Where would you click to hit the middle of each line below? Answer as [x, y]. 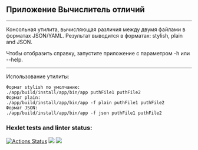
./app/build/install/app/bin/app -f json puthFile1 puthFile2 [84, 113]
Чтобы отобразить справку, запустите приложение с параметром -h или [98, 53]
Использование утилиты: [38, 76]
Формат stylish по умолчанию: [43, 87]
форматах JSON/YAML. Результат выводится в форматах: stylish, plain [95, 35]
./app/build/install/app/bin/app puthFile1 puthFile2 [74, 92]
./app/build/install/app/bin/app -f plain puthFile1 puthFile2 [85, 102]
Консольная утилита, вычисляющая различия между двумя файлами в [96, 29]
